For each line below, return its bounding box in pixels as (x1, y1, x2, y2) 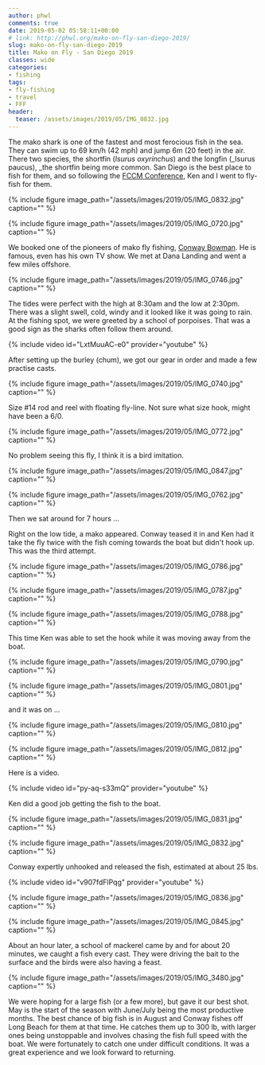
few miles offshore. (8, 259, 72, 269)
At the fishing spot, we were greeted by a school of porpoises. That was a (8, 315, 251, 325)
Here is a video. (8, 767, 60, 777)
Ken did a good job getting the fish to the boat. (8, 798, 162, 808)
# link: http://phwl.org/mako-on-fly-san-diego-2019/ (8, 33, 191, 42)
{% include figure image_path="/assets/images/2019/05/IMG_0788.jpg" (8, 609, 244, 618)
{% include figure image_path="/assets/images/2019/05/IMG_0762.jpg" (8, 490, 244, 499)
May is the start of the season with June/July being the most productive (8, 1005, 244, 1015)
